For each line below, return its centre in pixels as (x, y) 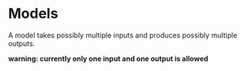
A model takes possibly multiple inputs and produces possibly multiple (123, 35)
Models (33, 14)
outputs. (22, 43)
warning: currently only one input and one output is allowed (108, 59)
